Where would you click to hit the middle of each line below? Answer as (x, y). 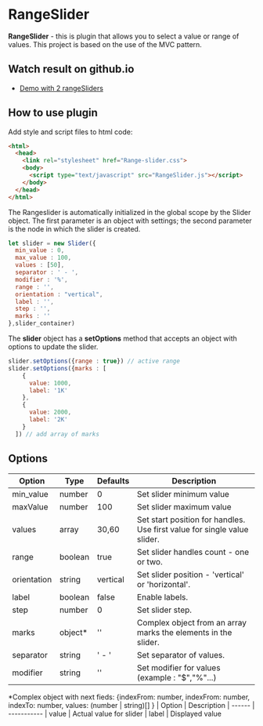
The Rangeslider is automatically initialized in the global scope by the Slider (130, 212)
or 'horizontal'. (164, 584)
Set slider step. (164, 610)
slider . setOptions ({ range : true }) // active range (94, 361)
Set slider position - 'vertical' (191, 575)
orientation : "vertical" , (59, 294)
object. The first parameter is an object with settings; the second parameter (130, 221)
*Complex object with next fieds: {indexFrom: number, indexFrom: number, (129, 697)
